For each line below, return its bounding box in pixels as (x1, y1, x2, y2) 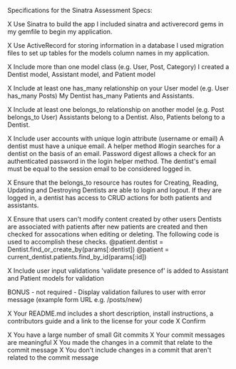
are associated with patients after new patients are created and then (7, 222, 208, 231)
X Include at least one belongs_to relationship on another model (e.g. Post (7, 105, 225, 113)
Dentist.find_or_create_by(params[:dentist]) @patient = (7, 245, 170, 254)
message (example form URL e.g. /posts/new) (7, 296, 143, 303)
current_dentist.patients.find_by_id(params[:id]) (7, 253, 147, 261)
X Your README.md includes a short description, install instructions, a (7, 309, 214, 318)
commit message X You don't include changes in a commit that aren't (7, 345, 212, 354)
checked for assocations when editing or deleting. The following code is (7, 230, 220, 238)
